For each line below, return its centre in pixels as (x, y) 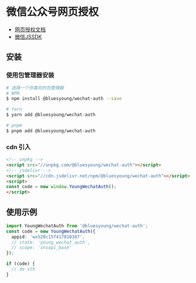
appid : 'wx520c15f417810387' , (48, 237)
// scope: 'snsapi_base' (42, 248)
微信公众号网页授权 (53, 12)
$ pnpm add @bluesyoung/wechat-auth (51, 131)
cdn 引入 (18, 147)
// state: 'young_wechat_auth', (51, 242)
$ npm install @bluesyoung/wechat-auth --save (64, 99)
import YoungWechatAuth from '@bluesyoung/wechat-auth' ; (77, 226)
